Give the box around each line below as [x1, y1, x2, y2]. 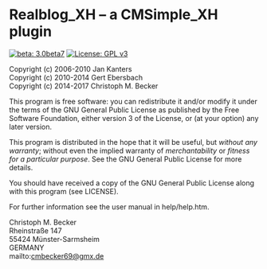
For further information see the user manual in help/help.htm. [9, 201, 210, 212]
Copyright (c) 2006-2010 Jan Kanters [9, 64, 132, 73]
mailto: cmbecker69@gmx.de [9, 251, 104, 260]
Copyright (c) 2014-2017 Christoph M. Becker [9, 81, 159, 91]
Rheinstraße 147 [9, 225, 62, 236]
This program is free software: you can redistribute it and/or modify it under [9, 96, 257, 106]
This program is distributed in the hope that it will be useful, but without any [9, 137, 258, 146]
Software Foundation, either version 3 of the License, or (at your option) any [9, 113, 259, 123]
